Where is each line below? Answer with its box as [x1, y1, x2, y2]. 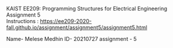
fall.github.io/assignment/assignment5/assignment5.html [6, 24, 148, 31]
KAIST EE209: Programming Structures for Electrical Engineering [6, 5, 168, 12]
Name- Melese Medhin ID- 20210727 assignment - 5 [6, 36, 137, 42]
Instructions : [6, 18, 39, 24]
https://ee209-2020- [40, 18, 92, 24]
